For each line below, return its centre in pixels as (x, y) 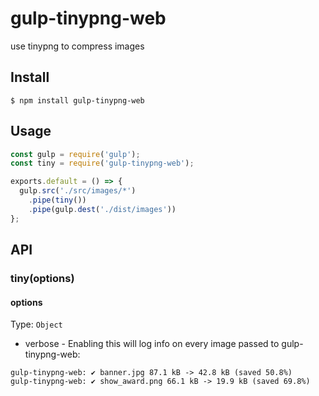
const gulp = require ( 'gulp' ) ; (75, 154)
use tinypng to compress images (77, 46)
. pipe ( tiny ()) (57, 200)
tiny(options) (42, 278)
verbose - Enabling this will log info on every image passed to (152, 344)
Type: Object (36, 324)
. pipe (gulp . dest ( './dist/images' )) (102, 209)
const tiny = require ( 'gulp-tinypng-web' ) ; (102, 163)
